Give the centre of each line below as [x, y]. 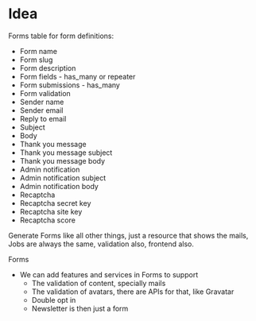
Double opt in [54, 300]
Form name [39, 51]
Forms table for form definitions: [61, 36]
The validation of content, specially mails [99, 283]
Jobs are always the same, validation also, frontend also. [101, 244]
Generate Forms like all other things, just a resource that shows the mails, [128, 235]
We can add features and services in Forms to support [109, 274]
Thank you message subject [66, 153]
